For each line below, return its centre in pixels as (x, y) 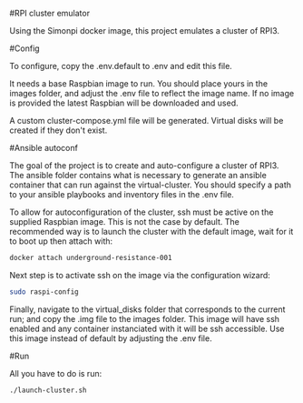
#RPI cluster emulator (50, 13)
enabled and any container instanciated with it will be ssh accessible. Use (147, 328)
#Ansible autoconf (44, 148)
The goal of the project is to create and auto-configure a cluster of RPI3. (144, 166)
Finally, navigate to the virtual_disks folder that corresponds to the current (147, 309)
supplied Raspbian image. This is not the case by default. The (125, 222)
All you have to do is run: (56, 373)
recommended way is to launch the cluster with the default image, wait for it (151, 232)
